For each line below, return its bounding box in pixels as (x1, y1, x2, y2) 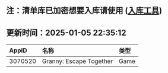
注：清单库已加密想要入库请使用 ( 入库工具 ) (6, 5, 162, 16)
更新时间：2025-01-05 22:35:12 (6, 27, 126, 37)
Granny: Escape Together (42, 57, 113, 65)
